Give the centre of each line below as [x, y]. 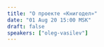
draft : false [26, 26]
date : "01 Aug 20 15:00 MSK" [49, 20]
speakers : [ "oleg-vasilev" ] [48, 33]
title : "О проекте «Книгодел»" [52, 13]
